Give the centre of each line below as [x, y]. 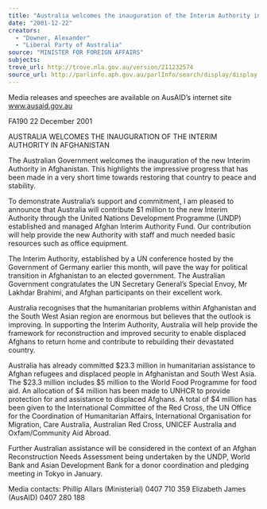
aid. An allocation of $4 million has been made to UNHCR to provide [119, 391]
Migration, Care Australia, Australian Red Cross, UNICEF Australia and [122, 424]
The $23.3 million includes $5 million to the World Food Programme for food [132, 382]
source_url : [28, 75]
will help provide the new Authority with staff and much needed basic [122, 234]
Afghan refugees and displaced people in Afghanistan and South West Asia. [132, 373]
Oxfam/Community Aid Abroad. [60, 433]
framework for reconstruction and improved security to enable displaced [127, 333]
